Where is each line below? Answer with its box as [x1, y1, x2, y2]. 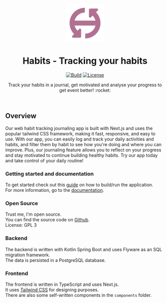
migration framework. [5, 252, 51, 258]
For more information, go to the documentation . [5, 187, 104, 193]
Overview [5, 112, 37, 120]
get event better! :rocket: [59, 87, 111, 93]
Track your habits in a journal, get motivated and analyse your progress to [8, 82, 162, 88]
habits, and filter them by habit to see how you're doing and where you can [5, 141, 162, 147]
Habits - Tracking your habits [22, 55, 148, 67]
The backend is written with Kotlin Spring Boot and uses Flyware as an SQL [5, 246, 162, 252]
